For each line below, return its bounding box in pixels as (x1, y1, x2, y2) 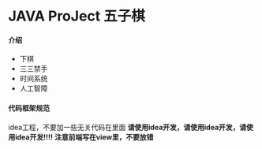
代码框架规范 (8, 103, 50, 113)
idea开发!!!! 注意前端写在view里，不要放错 (14, 132, 154, 142)
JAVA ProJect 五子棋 (8, 7, 146, 25)
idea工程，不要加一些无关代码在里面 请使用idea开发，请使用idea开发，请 (8, 122, 247, 132)
